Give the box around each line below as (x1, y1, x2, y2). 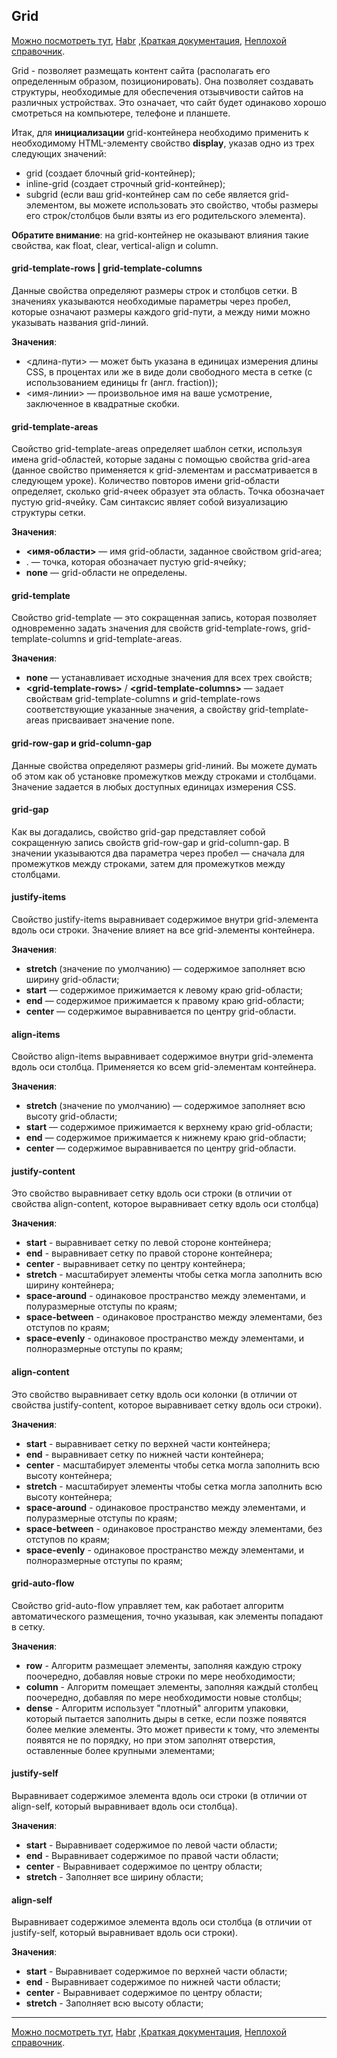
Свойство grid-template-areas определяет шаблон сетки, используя (11, 443, 303, 455)
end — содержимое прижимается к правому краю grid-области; (25, 995, 305, 1007)
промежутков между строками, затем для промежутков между (11, 857, 286, 869)
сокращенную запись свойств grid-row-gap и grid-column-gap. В (11, 836, 290, 848)
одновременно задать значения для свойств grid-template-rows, (11, 622, 289, 634)
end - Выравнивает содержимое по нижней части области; (25, 1976, 281, 1988)
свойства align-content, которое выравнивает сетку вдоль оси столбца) (11, 1198, 319, 1210)
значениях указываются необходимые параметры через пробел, (11, 295, 291, 308)
